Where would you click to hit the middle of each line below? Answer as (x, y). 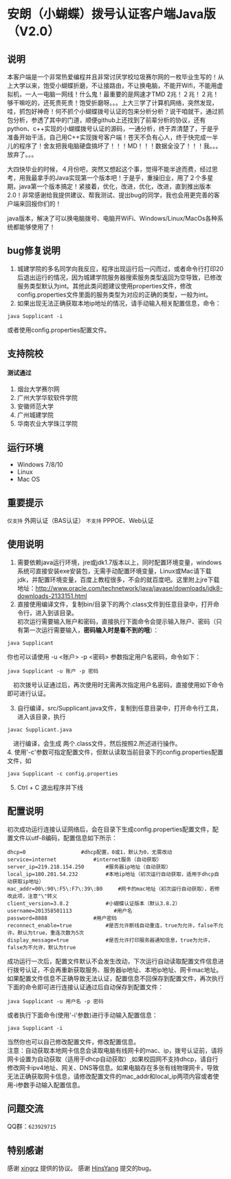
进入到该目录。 (56, 613)
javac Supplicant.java (40, 730)
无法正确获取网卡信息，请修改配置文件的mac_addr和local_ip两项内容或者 (110, 1076)
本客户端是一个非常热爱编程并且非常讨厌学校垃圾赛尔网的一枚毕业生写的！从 (115, 77)
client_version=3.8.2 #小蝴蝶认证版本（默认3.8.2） (94, 903)
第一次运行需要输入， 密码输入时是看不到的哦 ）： (91, 630)
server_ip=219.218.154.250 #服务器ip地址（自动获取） (89, 866)
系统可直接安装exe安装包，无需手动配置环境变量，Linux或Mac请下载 (114, 571)
